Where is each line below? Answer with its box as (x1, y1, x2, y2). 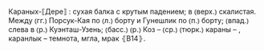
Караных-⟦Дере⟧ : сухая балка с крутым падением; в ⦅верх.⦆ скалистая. (8, 7, 257, 16)
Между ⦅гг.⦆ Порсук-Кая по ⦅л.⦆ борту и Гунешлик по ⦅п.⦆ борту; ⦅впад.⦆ (8, 16, 250, 25)
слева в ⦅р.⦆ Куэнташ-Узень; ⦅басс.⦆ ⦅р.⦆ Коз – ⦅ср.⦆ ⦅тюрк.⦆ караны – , (8, 25, 241, 34)
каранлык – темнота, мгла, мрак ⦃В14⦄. (8, 33, 146, 43)
